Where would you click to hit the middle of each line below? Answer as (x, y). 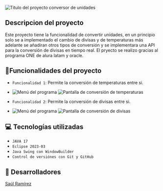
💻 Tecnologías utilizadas (44, 127)
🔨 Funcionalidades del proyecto (53, 71)
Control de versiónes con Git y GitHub (53, 157)
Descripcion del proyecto (45, 23)
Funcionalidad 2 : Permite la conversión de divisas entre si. (71, 101)
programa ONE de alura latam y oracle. (44, 55)
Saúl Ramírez (18, 184)
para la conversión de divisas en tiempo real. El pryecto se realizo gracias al (81, 50)
